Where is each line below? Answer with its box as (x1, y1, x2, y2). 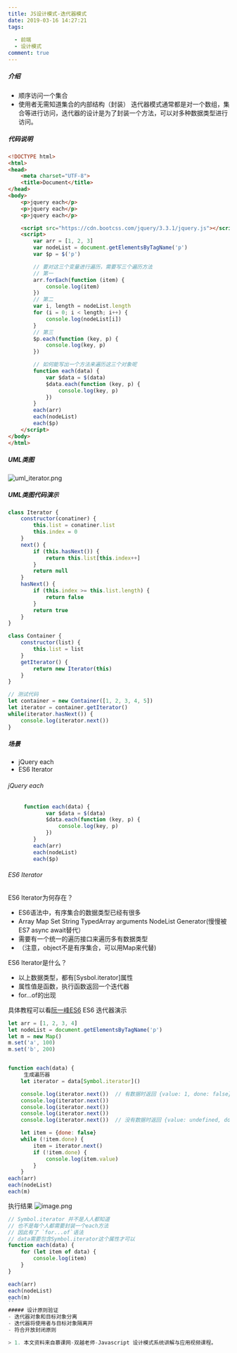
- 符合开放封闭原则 (8, 1326, 57, 1333)
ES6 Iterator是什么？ (8, 958, 68, 966)
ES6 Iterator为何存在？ (8, 893, 73, 902)
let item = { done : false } (20, 1129, 97, 1137)
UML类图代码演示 (8, 491, 59, 499)
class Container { (8, 633, 62, 640)
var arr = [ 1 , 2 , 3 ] (33, 238, 94, 245)
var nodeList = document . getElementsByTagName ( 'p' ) (33, 244, 188, 252)
